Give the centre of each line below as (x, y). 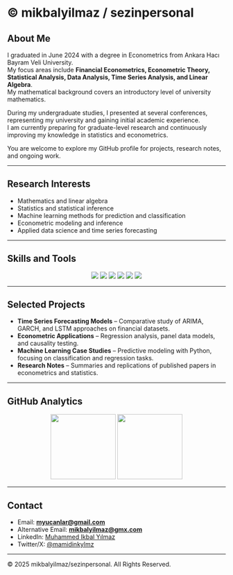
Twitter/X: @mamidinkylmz (55, 544)
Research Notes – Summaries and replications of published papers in (116, 365)
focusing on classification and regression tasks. (85, 358)
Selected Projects (46, 305)
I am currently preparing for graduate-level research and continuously (107, 127)
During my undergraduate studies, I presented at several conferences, (107, 113)
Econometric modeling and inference (70, 223)
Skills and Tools (42, 259)
